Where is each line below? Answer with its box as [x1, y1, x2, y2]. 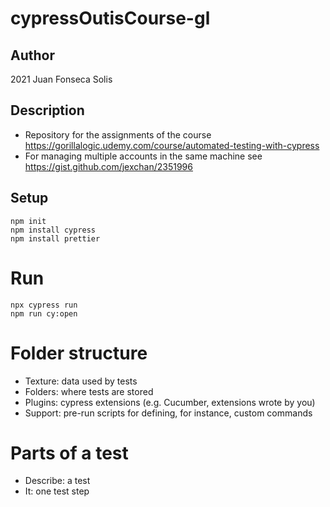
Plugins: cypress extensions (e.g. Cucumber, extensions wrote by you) [24, 396, 316, 408]
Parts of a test [10, 442, 129, 464]
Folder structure [10, 342, 148, 364]
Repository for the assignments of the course [24, 128, 212, 141]
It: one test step [24, 485, 90, 497]
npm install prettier [10, 233, 101, 244]
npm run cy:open [10, 308, 78, 319]
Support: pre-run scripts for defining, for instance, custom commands [24, 407, 313, 419]
